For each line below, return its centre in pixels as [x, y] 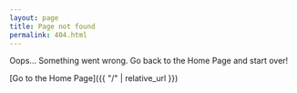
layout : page [34, 18]
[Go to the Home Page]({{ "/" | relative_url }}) [94, 78]
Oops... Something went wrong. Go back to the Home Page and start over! [149, 61]
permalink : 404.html [49, 35]
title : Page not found [52, 26]
